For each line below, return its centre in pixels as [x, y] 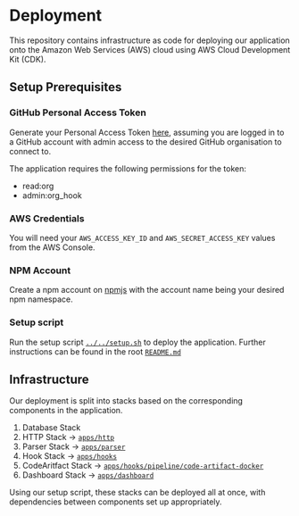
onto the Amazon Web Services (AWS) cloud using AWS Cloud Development [150, 49]
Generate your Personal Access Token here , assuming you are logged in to [147, 132]
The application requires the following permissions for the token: [128, 168]
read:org [38, 186]
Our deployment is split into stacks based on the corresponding [126, 401]
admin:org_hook [52, 195]
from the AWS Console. [52, 247]
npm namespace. [41, 299]
